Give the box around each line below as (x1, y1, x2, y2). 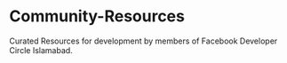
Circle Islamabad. (9, 44, 73, 55)
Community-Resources (9, 6, 185, 27)
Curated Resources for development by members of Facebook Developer (9, 35, 278, 46)
